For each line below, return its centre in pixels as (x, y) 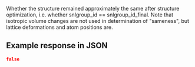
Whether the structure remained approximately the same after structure (93, 9)
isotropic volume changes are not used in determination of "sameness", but (98, 21)
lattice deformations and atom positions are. (60, 27)
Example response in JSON (57, 46)
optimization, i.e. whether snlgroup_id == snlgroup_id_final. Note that (90, 15)
